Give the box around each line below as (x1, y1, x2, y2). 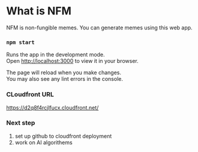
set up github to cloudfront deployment (14, 132, 112, 139)
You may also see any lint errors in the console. (6, 75, 123, 83)
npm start (6, 39, 35, 45)
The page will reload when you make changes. (6, 69, 122, 76)
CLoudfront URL (6, 90, 54, 99)
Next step (6, 118, 35, 127)
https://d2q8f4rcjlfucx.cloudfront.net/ (6, 104, 99, 111)
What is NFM (6, 4, 72, 18)
